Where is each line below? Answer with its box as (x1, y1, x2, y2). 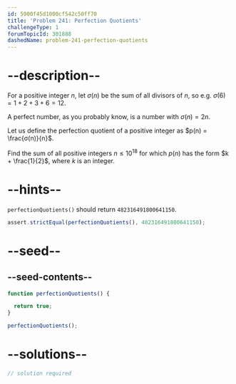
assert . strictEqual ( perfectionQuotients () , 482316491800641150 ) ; (7, 219, 205, 226)
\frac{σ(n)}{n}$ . (7, 134, 54, 142)
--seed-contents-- (7, 271, 93, 284)
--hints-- (7, 181, 62, 197)
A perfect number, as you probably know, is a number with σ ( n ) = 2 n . (7, 113, 211, 121)
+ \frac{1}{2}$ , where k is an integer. (7, 156, 116, 165)
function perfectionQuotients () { (7, 290, 111, 297)
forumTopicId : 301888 (7, 30, 72, 38)
